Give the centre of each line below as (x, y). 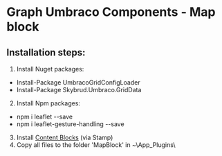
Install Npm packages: (48, 103)
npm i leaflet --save (45, 116)
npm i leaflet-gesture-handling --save (71, 124)
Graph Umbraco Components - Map (111, 12)
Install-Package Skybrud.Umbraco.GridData (79, 90)
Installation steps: (46, 52)
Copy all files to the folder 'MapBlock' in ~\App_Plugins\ (96, 145)
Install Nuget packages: (50, 69)
